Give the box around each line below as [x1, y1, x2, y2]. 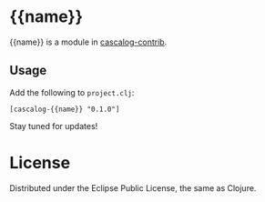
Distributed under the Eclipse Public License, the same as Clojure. [9, 182, 257, 193]
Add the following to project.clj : [9, 86, 135, 97]
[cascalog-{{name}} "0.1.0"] [9, 105, 120, 114]
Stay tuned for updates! [9, 120, 98, 131]
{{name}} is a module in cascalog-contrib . [9, 36, 168, 47]
